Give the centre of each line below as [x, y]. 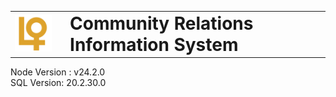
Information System [154, 44]
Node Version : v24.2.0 [58, 72]
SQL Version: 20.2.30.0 [58, 83]
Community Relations [161, 23]
